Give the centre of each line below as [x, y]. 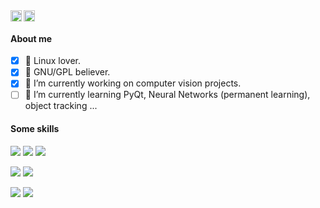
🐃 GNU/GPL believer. [67, 72]
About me [31, 38]
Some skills [35, 129]
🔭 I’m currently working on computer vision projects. [133, 83]
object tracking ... [61, 106]
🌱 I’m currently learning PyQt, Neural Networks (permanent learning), [167, 95]
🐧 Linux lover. [53, 61]
